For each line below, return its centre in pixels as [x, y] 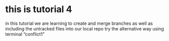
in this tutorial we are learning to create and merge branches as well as [79, 23]
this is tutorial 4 [39, 9]
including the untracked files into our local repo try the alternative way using [85, 28]
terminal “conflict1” [25, 34]
